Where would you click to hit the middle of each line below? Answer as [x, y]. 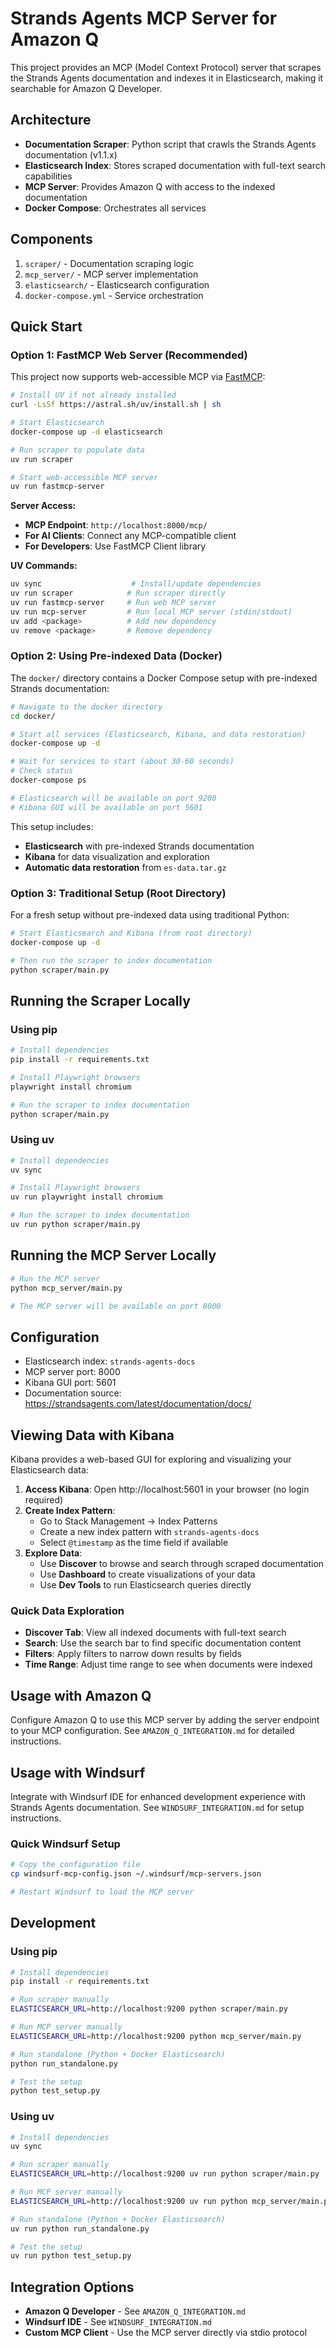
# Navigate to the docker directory [86, 707]
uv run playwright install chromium [86, 1197]
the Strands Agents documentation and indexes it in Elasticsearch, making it [167, 78]
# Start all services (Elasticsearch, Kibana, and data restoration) [158, 734]
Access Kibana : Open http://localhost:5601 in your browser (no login [167, 1489]
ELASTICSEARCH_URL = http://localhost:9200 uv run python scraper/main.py [165, 2174]
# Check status [42, 771]
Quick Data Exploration [67, 1610]
